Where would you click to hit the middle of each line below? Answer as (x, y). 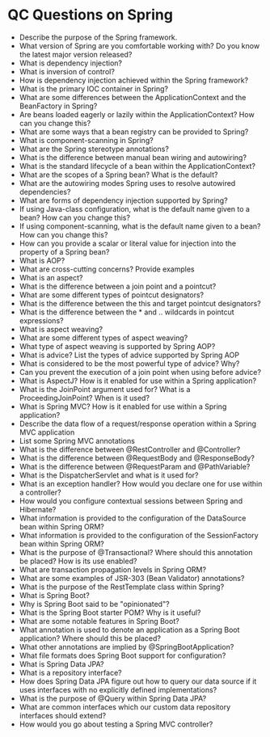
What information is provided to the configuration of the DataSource (133, 518)
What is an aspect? (51, 277)
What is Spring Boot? (54, 595)
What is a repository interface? (70, 672)
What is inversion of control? (67, 71)
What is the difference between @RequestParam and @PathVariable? (135, 466)
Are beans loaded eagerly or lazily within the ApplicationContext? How (137, 114)
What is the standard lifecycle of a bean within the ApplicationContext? (137, 166)
